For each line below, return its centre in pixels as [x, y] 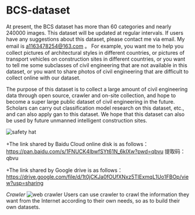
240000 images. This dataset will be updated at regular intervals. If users [95, 32]
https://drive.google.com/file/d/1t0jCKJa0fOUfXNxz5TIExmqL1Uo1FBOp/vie [97, 177]
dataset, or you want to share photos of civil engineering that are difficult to [97, 71]
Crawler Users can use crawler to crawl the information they [98, 194]
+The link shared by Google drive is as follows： [64, 170]
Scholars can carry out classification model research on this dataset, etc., [95, 108]
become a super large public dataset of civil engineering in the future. [90, 101]
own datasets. [23, 207]
